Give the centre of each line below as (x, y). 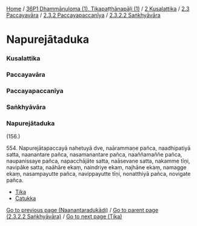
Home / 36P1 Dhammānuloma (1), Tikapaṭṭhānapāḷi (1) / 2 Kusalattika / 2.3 (98, 9)
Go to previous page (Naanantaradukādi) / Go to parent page (82, 210)
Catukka (25, 198)
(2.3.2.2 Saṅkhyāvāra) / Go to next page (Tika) (64, 216)
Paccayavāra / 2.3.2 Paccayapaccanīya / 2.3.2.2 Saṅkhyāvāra (83, 15)
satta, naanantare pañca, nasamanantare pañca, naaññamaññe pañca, (94, 155)
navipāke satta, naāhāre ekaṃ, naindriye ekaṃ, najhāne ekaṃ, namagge (96, 167)
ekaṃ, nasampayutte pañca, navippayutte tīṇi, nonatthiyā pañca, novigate (98, 174)
